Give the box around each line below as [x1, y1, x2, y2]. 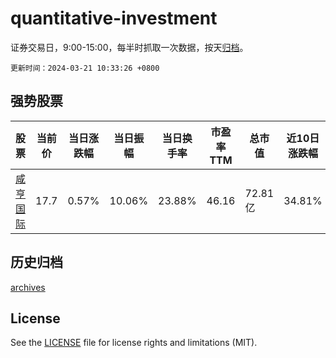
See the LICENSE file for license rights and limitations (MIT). [10, 337, 258, 349]
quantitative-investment [10, 7, 218, 30]
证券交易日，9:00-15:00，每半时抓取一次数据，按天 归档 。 [10, 41, 249, 53]
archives [10, 281, 46, 293]
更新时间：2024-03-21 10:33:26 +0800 [10, 63, 160, 73]
